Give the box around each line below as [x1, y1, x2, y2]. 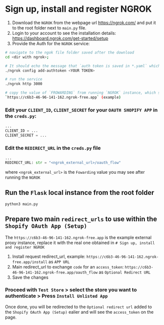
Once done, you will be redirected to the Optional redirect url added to [5, 303, 152, 310]
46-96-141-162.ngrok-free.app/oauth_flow [12, 270, 98, 275]
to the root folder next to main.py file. [12, 25, 86, 30]
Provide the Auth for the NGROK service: [12, 40, 90, 46]
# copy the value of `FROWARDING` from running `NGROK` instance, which [5, 90, 156, 95]
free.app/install [12, 259, 48, 265]
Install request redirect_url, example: [12, 253, 85, 259]
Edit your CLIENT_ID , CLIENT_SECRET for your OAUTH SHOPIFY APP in [5, 107, 158, 113]
